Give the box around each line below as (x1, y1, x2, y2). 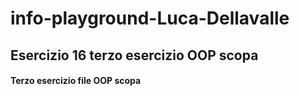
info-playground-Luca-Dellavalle (10, 7, 290, 30)
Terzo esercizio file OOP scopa (10, 75, 142, 87)
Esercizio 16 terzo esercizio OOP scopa (10, 47, 259, 64)
